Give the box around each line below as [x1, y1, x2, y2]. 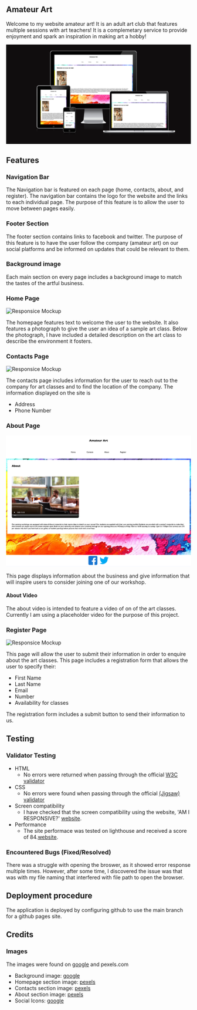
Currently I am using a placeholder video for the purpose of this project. [6, 611, 180, 618]
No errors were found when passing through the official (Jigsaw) [23, 789, 180, 797]
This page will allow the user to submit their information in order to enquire [6, 651, 186, 658]
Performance [14, 821, 47, 828]
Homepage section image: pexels [14, 978, 96, 985]
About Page [6, 422, 40, 430]
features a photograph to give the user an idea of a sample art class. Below [6, 325, 188, 332]
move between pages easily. [6, 205, 75, 212]
